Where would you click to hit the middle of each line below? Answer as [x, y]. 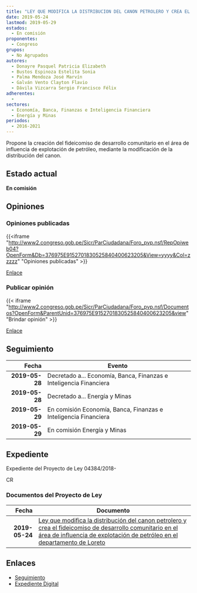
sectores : [18, 104]
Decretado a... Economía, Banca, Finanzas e [108, 376]
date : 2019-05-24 [27, 17]
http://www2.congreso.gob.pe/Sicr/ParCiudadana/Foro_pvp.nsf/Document [99, 307]
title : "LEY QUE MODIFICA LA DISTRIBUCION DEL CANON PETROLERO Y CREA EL [98, 11]
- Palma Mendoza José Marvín [47, 77]
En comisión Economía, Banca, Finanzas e [105, 409]
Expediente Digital [36, 584]
